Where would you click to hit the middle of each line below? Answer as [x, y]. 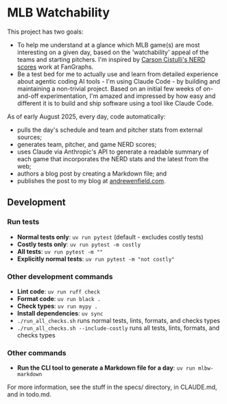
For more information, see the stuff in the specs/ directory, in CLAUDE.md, [112, 387]
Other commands [37, 353]
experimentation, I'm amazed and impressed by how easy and [128, 96]
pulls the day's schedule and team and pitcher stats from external [110, 130]
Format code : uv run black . [59, 298]
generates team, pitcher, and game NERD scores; [87, 144]
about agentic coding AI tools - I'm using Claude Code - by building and [119, 81]
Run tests [23, 222]
